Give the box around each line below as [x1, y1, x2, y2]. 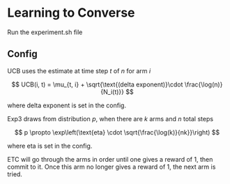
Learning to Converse [7, 5, 135, 21]
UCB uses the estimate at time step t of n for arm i [7, 66, 151, 75]
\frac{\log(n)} [184, 80, 223, 89]
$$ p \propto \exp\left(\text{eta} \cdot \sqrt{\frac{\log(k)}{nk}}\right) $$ [14, 128, 220, 137]
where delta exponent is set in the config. [7, 101, 127, 109]
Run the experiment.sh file [7, 28, 83, 36]
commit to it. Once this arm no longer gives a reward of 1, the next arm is [7, 162, 216, 171]
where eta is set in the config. [7, 141, 93, 150]
